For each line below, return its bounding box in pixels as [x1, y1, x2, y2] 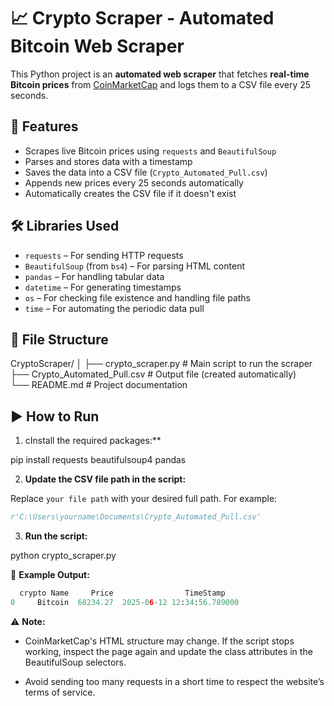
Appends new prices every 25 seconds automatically [24, 176, 244, 189]
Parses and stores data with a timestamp [24, 155, 193, 167]
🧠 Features [10, 118, 79, 135]
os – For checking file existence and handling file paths [24, 291, 252, 304]
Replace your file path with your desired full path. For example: [10, 493, 278, 505]
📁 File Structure [10, 331, 109, 348]
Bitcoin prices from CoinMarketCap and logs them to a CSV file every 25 [10, 78, 312, 90]
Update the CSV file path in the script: [24, 473, 187, 485]
